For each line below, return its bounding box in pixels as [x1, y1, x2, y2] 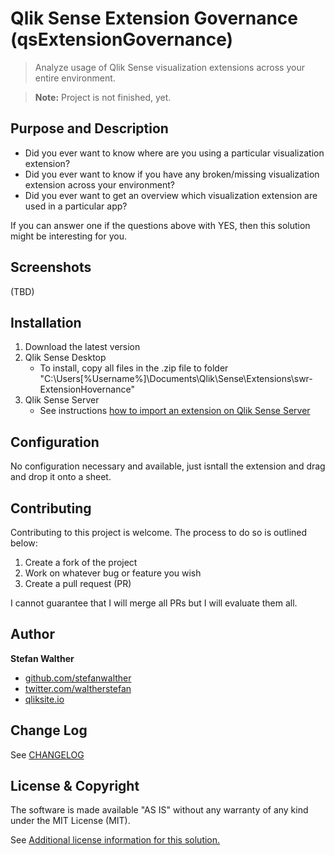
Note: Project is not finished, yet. [34, 91, 172, 103]
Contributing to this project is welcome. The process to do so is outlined [10, 527, 308, 538]
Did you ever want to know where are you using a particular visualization [24, 147, 325, 159]
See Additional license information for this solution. [10, 834, 221, 846]
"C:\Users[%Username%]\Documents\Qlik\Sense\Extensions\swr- [39, 373, 313, 385]
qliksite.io [24, 693, 65, 705]
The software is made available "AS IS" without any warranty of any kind [10, 804, 309, 816]
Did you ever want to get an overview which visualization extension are [24, 189, 318, 201]
